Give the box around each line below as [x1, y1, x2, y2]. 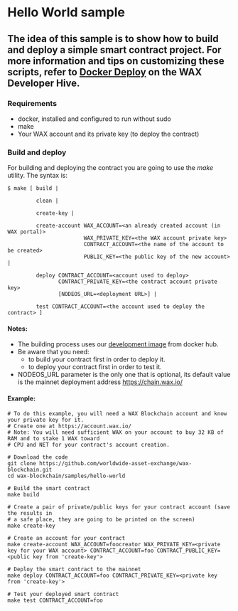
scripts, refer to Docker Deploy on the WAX [7, 65, 202, 78]
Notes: [7, 324, 28, 333]
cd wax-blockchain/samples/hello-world [7, 472, 126, 479]
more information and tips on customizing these [7, 55, 225, 67]
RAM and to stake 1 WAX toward [7, 435, 100, 442]
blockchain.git [7, 466, 53, 473]
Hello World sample [7, 4, 126, 21]
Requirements [7, 98, 58, 108]
